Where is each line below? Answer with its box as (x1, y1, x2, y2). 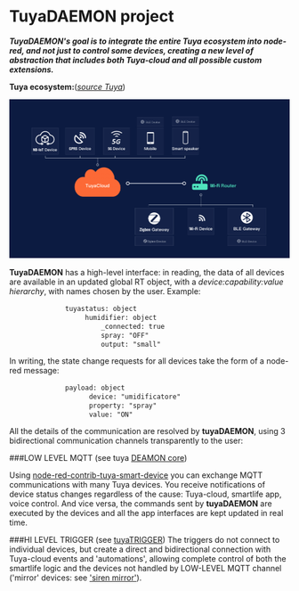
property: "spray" (88, 401, 158, 410)
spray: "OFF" (101, 331, 149, 340)
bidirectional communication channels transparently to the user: (9, 435, 244, 446)
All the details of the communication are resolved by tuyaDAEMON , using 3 (9, 425, 287, 436)
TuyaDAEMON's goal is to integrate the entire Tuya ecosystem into (9, 36, 263, 46)
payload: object (65, 383, 125, 392)
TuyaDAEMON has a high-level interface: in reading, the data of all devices (9, 267, 285, 277)
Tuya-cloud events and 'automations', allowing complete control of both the (9, 553, 287, 563)
